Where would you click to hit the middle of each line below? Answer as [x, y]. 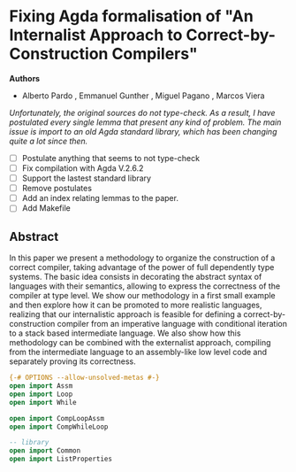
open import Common [45, 451]
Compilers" [155, 54]
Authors [25, 78]
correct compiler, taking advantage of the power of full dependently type [142, 267]
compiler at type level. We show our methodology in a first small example [142, 296]
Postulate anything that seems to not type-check [111, 158]
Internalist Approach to [96, 35]
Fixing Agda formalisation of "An [131, 16]
